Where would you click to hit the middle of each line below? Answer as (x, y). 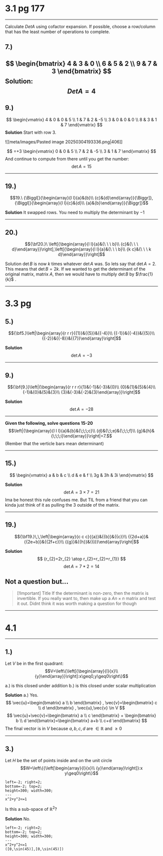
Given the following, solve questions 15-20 (49, 423)
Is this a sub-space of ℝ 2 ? (31, 808)
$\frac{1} (144, 274)
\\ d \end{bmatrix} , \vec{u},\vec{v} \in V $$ (81, 708)
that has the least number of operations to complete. (57, 32)
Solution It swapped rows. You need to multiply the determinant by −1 (75, 213)
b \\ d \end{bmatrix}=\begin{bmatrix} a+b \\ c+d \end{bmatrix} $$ (81, 721)
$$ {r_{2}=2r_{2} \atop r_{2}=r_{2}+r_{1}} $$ (81, 559)
